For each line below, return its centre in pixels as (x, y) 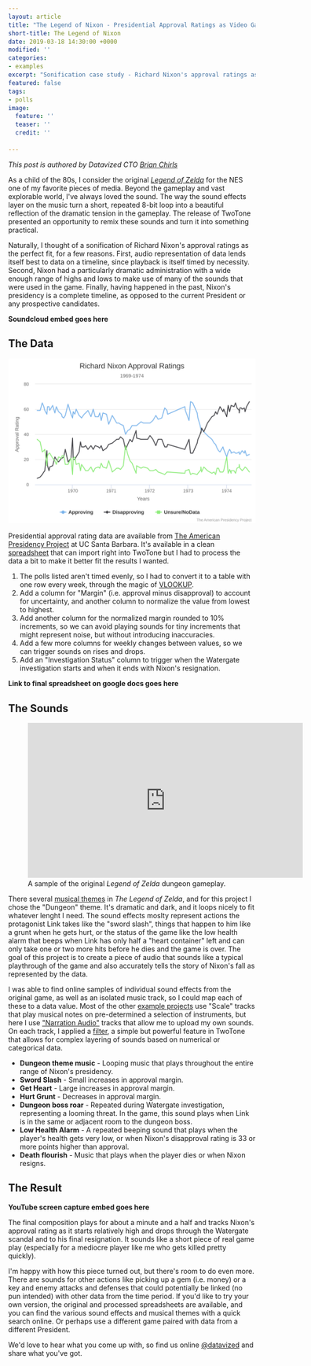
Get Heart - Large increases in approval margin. (97, 1088)
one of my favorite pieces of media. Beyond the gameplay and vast (117, 188)
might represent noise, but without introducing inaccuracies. (117, 635)
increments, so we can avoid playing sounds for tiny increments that (130, 626)
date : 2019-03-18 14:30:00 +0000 (63, 42)
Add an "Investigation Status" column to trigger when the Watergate (130, 660)
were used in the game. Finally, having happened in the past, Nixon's (120, 286)
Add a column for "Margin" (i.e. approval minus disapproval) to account (135, 593)
